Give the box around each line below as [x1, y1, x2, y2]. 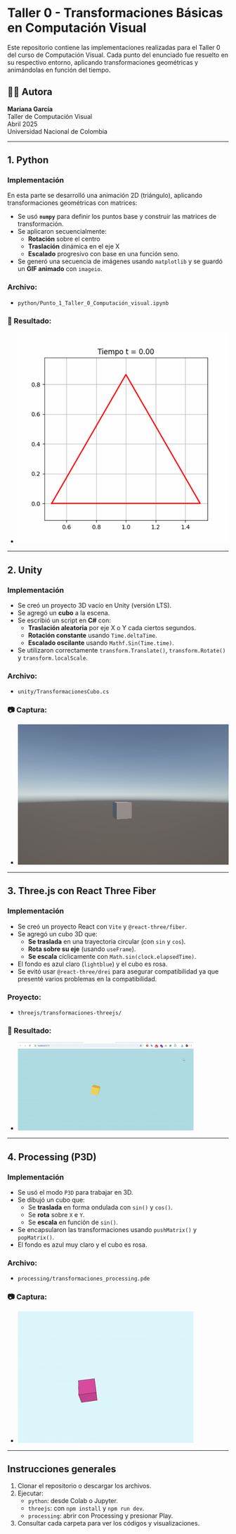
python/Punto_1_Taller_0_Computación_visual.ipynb [17, 299, 169, 307]
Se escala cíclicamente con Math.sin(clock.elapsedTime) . [27, 952, 197, 960]
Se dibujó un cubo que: [17, 1195, 86, 1204]
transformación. [17, 220, 65, 228]
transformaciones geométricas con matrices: [7, 199, 138, 207]
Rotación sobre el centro [27, 234, 100, 244]
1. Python [7, 154, 49, 166]
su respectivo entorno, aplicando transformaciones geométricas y [7, 58, 199, 66]
